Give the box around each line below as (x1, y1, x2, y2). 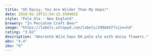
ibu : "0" (5, 43, 23, 48)
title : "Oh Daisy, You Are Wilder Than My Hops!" (5, 7, 109, 12)
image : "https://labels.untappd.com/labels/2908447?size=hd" (5, 25, 133, 30)
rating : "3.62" (5, 30, 36, 35)
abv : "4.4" (5, 39, 28, 44)
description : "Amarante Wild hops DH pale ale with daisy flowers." (5, 35, 149, 39)
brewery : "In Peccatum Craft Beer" (5, 20, 78, 26)
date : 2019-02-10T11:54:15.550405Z (5, 12, 78, 17)
